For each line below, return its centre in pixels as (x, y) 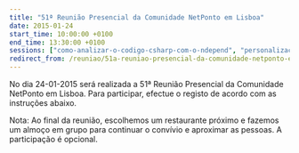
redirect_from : (37, 59)
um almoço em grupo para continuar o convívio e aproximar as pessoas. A (145, 129)
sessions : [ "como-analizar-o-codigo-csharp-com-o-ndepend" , (123, 51)
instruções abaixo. (43, 103)
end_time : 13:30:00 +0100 (57, 42)
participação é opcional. (53, 139)
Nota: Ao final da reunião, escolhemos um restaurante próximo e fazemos (144, 120)
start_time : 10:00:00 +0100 (61, 34)
